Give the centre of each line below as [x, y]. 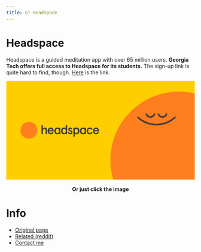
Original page [32, 230]
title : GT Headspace [32, 13]
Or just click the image [100, 189]
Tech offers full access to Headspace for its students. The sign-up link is [98, 66]
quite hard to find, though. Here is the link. [58, 72]
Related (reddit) [34, 236]
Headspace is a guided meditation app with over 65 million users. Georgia [98, 59]
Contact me [29, 242]
